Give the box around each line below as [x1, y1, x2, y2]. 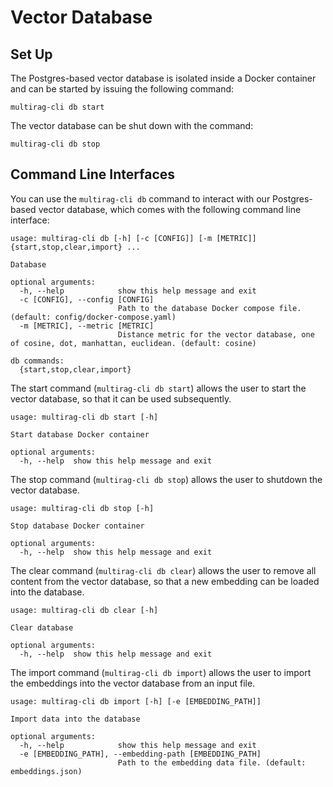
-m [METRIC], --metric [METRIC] [19, 321, 155, 331]
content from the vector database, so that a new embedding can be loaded [10, 575, 320, 587]
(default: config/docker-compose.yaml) [10, 312, 177, 322]
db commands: [10, 356, 65, 366]
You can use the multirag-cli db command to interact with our [10, 192, 271, 205]
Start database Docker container [10, 429, 150, 440]
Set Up [10, 46, 53, 63]
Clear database [10, 622, 74, 633]
